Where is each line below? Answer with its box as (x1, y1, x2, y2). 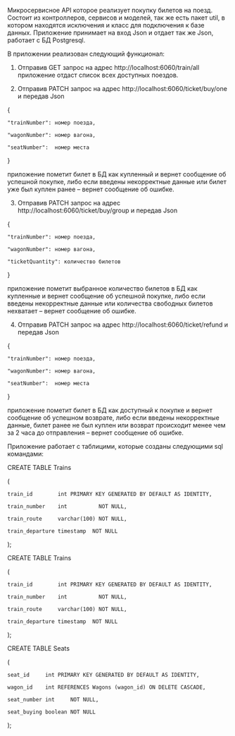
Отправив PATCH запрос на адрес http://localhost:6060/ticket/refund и (17, 320, 229, 329)
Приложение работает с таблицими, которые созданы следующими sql (7, 442, 224, 450)
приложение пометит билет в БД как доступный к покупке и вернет (7, 406, 212, 414)
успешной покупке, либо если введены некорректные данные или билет (7, 178, 227, 186)
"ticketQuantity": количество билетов (7, 258, 121, 265)
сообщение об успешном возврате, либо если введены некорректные (7, 414, 220, 422)
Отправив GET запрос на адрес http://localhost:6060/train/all (17, 64, 200, 71)
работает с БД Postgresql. (7, 36, 86, 44)
